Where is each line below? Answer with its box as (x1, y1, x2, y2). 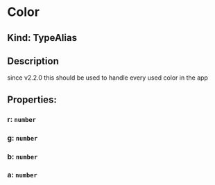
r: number (7, 114, 37, 124)
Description (7, 55, 59, 67)
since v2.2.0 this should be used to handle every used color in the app (7, 73, 208, 82)
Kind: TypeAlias (7, 32, 78, 44)
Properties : (7, 94, 57, 105)
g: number (7, 133, 38, 143)
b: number (7, 152, 38, 161)
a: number (7, 170, 38, 180)
